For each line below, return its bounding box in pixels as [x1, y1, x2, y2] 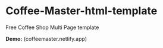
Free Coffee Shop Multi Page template [5, 24, 99, 31]
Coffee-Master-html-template [5, 4, 158, 18]
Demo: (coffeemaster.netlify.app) [5, 35, 87, 42]
